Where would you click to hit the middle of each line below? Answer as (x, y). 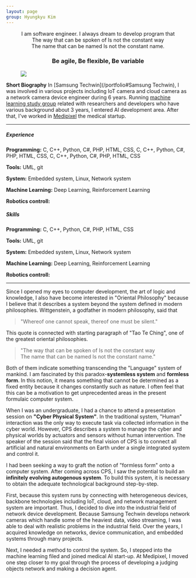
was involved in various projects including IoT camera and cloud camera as (96, 91)
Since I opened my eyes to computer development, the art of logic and (91, 291)
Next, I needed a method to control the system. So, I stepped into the (89, 550)
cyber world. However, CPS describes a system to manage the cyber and (94, 429)
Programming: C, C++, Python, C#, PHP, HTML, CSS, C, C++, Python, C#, (95, 149)
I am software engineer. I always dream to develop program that (98, 33)
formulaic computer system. (40, 399)
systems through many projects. (45, 538)
